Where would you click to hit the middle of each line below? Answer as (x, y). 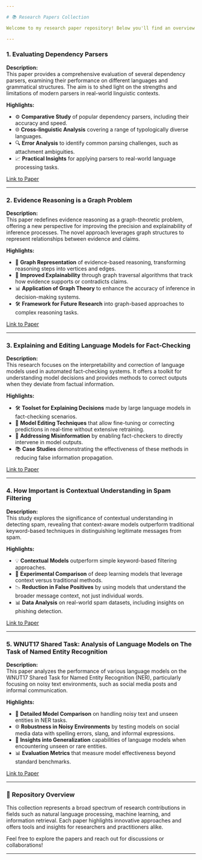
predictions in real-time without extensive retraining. (80, 430)
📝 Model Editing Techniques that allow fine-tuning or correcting (95, 423)
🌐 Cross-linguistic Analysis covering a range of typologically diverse (102, 129)
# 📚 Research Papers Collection (48, 17)
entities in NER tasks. (41, 720)
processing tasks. (37, 167)
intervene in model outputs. (49, 442)
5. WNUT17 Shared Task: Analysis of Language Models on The (99, 644)
